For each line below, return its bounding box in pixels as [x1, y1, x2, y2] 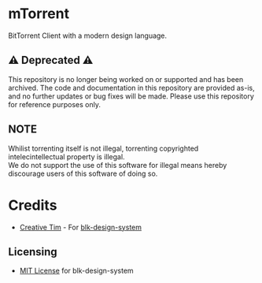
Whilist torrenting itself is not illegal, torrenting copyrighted [8, 143, 199, 153]
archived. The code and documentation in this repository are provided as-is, [8, 83, 256, 92]
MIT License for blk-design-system [19, 266, 134, 276]
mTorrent [8, 5, 69, 23]
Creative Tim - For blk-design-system [19, 222, 142, 232]
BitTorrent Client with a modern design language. [8, 31, 168, 40]
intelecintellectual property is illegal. [8, 151, 125, 162]
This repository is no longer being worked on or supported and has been [8, 74, 244, 84]
